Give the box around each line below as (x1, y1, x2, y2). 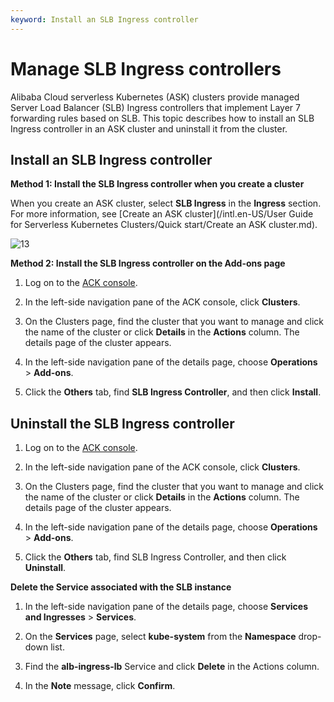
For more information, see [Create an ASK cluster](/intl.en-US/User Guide (10, 208, 314, 220)
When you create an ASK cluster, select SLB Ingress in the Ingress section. (10, 197, 322, 210)
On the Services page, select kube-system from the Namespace (24, 631, 297, 643)
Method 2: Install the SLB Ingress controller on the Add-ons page (10, 257, 286, 270)
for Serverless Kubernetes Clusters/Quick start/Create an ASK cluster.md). (10, 219, 318, 231)
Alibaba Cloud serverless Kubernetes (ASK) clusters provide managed (10, 91, 300, 103)
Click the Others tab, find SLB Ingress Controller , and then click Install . (24, 386, 322, 398)
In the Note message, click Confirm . (24, 680, 176, 692)
